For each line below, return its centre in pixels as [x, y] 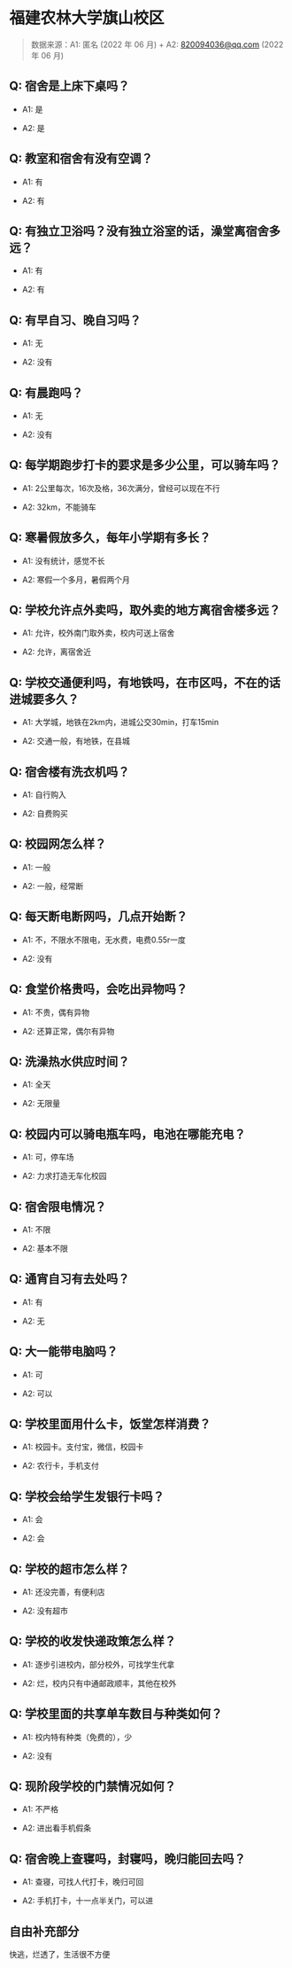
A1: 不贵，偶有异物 [56, 1012]
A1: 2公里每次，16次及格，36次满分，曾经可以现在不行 [121, 488]
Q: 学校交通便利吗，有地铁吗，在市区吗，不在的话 [145, 682]
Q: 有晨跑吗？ [46, 392]
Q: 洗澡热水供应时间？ [69, 1062]
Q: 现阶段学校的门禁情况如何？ [93, 1787]
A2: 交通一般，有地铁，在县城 [76, 741]
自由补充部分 [44, 1931]
